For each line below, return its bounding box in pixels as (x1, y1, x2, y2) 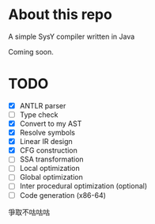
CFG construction (19, 146, 77, 155)
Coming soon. (8, 47, 54, 56)
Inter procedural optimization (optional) (19, 181, 148, 191)
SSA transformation (19, 154, 85, 164)
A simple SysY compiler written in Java (8, 32, 135, 41)
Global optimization (19, 173, 83, 182)
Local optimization (19, 164, 81, 173)
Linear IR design (19, 137, 73, 146)
